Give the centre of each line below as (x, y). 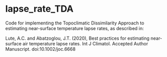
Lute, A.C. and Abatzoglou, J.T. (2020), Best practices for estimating (77, 38)
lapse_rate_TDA (39, 9)
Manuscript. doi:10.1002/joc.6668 (40, 49)
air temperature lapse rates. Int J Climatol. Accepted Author (86, 43)
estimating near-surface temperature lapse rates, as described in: (75, 28)
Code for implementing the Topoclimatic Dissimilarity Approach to (75, 23)
